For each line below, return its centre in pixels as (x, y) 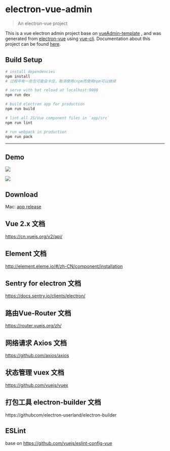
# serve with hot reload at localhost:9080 (52, 90)
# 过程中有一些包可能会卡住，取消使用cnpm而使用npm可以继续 (61, 81)
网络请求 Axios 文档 (36, 343)
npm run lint (19, 123)
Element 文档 (26, 254)
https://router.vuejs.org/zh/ (33, 326)
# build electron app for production (45, 104)
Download (22, 195)
